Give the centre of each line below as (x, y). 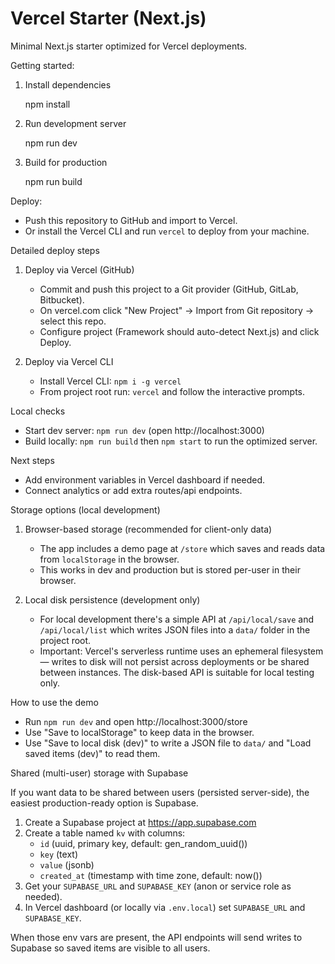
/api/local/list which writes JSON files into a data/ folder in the (175, 629)
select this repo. (73, 321)
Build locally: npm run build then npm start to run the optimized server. (171, 441)
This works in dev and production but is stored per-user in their (170, 569)
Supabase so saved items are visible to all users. (110, 948)
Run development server (75, 123)
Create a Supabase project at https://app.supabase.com (140, 822)
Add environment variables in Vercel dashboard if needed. (145, 479)
